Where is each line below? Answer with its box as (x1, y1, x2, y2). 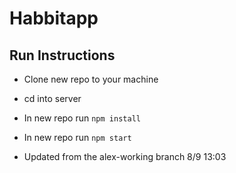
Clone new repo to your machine (23, 73, 159, 85)
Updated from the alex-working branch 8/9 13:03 (23, 151, 227, 162)
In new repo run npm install (23, 112, 141, 124)
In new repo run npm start (23, 132, 132, 143)
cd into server (23, 93, 82, 104)
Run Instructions (9, 47, 116, 64)
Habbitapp (9, 7, 99, 30)
